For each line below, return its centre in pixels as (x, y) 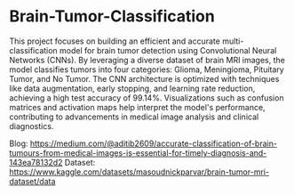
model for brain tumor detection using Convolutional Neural (168, 50)
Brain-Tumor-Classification (112, 16)
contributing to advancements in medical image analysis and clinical (134, 117)
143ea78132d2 (36, 162)
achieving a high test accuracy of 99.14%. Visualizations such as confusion (147, 97)
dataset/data (32, 181)
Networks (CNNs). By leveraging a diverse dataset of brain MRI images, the (147, 60)
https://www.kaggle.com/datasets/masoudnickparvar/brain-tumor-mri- (139, 172)
